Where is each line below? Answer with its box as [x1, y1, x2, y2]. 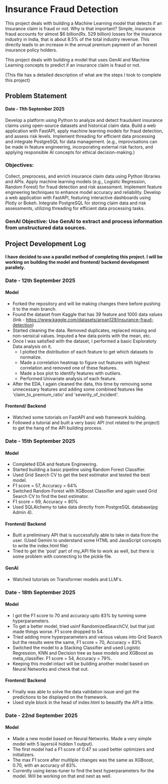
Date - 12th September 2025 [5, 277, 76, 284]
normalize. [20, 354, 42, 360]
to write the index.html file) [12, 543, 68, 549]
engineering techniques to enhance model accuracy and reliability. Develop [5, 189, 161, 195]
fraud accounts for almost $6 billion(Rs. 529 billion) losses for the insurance [5, 31, 162, 37]
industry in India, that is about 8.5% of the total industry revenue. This [5, 36, 149, 42]
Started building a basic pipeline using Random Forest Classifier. [12, 467, 146, 473]
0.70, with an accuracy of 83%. [12, 762, 78, 768]
